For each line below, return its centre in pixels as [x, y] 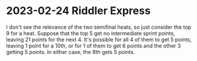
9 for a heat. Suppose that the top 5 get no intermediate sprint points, [91, 33]
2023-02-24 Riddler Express [78, 11]
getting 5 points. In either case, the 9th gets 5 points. [70, 52]
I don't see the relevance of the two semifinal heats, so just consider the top [99, 27]
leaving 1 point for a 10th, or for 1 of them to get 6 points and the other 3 [94, 46]
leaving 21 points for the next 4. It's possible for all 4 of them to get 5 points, [99, 39]
